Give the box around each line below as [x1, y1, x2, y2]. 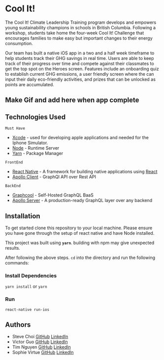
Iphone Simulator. [12, 140, 48, 146]
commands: [5, 259, 30, 265]
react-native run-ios [5, 307, 50, 312]
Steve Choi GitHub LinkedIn [12, 334, 68, 340]
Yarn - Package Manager [12, 151, 63, 156]
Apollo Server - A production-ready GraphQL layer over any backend [12, 198, 153, 204]
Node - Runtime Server [12, 145, 60, 151]
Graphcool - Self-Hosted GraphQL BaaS [12, 192, 94, 198]
